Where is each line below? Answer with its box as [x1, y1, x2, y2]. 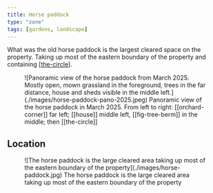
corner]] [24, 111, 48, 119]
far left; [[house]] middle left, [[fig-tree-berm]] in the [49, 111, 199, 119]
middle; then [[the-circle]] [24, 118, 98, 126]
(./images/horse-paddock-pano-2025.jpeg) [24, 95, 148, 104]
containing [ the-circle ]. [7, 60, 72, 68]
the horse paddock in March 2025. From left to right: [24, 103, 174, 111]
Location [7, 138, 46, 149]
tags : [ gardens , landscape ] [7, 26, 88, 33]
